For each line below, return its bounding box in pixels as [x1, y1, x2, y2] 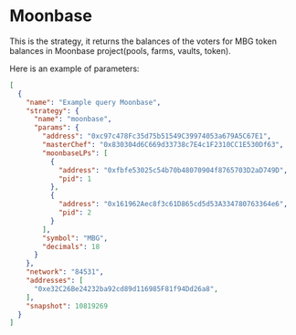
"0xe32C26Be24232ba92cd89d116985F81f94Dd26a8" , [33, 284, 219, 293]
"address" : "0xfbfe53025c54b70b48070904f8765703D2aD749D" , [58, 165, 288, 174]
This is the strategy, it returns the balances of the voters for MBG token [9, 36, 277, 47]
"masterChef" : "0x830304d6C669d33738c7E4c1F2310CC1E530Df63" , [42, 141, 284, 150]
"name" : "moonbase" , [33, 115, 112, 124]
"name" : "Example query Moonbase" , [26, 98, 162, 107]
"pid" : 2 [58, 208, 92, 217]
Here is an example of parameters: [9, 63, 140, 74]
